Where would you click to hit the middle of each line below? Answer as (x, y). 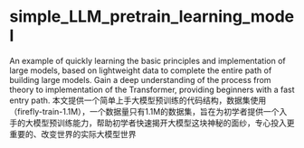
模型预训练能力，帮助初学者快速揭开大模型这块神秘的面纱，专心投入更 (164, 123)
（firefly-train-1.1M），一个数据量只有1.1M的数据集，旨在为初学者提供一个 (144, 111)
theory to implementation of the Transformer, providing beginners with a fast (152, 89)
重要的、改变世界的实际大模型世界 (73, 134)
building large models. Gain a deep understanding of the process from (140, 79)
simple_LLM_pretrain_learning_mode (152, 17)
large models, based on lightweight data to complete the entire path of (141, 70)
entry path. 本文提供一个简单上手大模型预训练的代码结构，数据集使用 (138, 100)
